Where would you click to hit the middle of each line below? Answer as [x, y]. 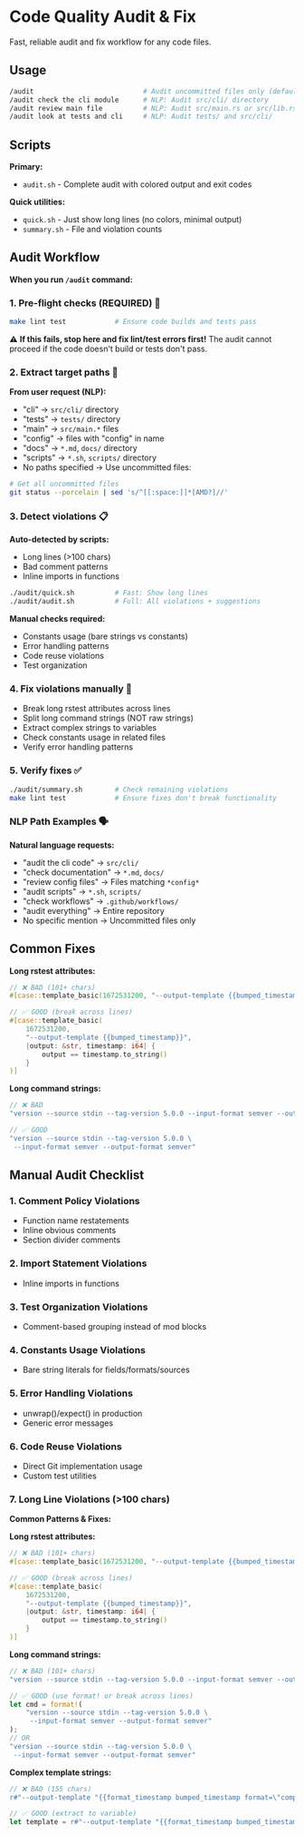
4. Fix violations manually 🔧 [71, 689]
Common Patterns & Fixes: [60, 1519]
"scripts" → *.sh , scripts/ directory [89, 458]
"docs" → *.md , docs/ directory [80, 448]
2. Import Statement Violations [78, 1263]
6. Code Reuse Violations [66, 1447]
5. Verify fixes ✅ [46, 770]
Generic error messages [68, 1423]
